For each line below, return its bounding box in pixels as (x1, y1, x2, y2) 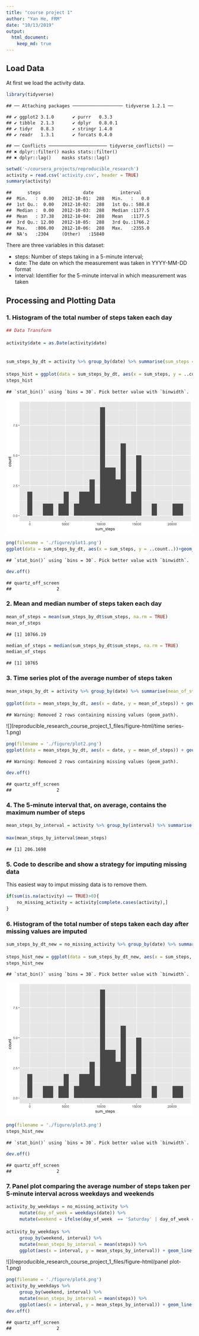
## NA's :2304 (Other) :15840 (6, 231, 105, 237)
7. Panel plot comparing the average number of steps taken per (6, 1182, 191, 1191)
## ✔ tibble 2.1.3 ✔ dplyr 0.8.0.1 (6, 120, 118, 126)
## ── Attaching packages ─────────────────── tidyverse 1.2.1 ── (6, 103, 174, 109)
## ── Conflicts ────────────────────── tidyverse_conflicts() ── (6, 143, 174, 149)
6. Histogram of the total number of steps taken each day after (6, 919, 189, 928)
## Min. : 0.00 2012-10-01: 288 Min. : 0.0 (6, 196, 150, 202)
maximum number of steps (6, 808, 85, 816)
